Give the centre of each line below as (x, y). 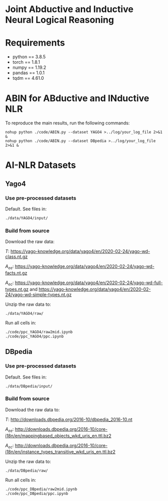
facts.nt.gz (16, 273)
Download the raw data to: (33, 410)
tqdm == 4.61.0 (28, 78)
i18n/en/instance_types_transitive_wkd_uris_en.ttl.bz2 (60, 452)
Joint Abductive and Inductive (69, 9)
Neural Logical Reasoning (60, 20)
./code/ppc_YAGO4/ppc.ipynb (35, 336)
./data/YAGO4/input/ (27, 218)
